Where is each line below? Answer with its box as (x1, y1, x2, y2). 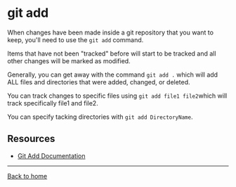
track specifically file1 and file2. (7, 98, 98, 107)
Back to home (7, 172, 48, 180)
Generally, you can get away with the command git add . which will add (7, 70, 218, 79)
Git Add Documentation (17, 151, 86, 160)
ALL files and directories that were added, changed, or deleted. (7, 77, 191, 86)
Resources (7, 133, 55, 145)
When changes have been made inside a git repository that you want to (7, 28, 214, 37)
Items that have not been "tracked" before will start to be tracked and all (7, 49, 216, 58)
